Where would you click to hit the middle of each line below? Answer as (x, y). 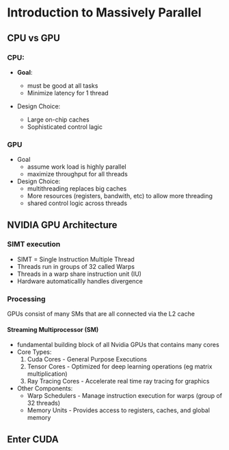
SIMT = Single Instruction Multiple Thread (76, 259)
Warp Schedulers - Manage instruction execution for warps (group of (125, 396)
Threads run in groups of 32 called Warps (76, 266)
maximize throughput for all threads (77, 174)
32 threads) (43, 403)
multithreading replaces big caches (77, 189)
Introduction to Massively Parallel (104, 13)
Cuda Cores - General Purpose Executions (87, 359)
